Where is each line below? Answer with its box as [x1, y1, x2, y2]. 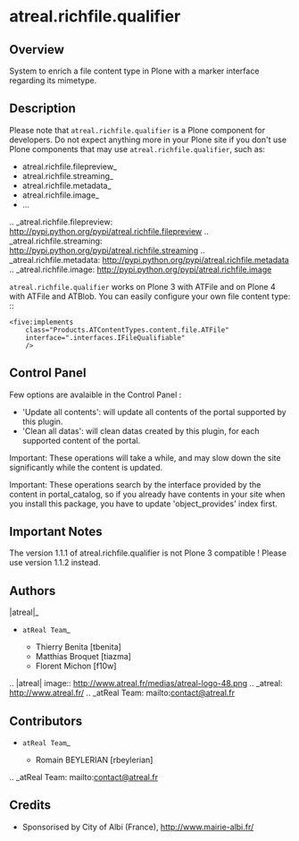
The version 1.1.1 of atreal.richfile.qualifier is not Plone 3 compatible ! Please [9, 548, 287, 558]
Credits [9, 798, 52, 813]
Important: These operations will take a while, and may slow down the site [9, 452, 281, 463]
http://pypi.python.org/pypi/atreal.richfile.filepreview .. [9, 225, 210, 236]
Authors [9, 583, 56, 599]
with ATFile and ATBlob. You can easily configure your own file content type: [9, 291, 291, 302]
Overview [9, 42, 65, 57]
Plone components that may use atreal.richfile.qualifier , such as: [9, 143, 266, 154]
